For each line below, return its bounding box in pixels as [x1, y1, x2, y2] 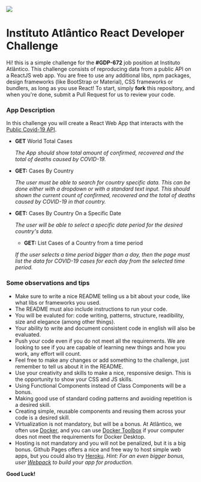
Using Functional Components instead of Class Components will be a [14, 382, 186, 389]
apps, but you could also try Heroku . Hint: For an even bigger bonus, [14, 452, 185, 459]
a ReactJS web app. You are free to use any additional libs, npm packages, [6, 72, 191, 79]
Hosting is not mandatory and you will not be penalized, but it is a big [14, 439, 186, 447]
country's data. [14, 228, 53, 235]
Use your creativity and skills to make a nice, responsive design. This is [14, 369, 191, 376]
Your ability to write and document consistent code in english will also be [14, 325, 196, 332]
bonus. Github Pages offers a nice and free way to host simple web [14, 445, 181, 453]
